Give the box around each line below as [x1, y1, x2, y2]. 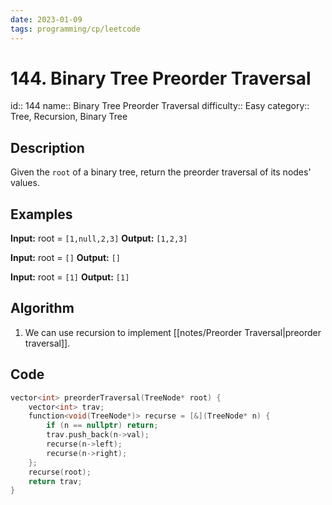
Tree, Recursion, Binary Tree [10, 111, 128, 123]
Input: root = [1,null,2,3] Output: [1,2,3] [10, 232, 188, 245]
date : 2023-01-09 [10, 14, 83, 25]
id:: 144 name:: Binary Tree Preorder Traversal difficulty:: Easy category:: [10, 100, 310, 112]
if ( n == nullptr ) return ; [46, 421, 159, 431]
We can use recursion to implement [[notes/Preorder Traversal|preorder [24, 326, 322, 338]
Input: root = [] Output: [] [10, 252, 121, 264]
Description [10, 139, 85, 156]
